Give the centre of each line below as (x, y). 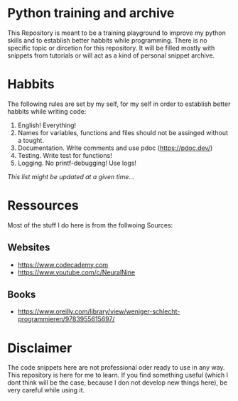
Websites (29, 248)
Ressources (43, 206)
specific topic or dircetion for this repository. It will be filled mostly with (111, 48)
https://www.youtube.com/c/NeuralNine (76, 272)
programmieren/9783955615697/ (66, 319)
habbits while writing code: (47, 111)
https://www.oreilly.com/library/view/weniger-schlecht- (99, 311)
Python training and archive (91, 13)
